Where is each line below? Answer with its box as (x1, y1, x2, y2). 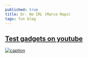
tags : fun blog (5, 16, 36, 21)
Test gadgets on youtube (5, 34, 83, 43)
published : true (5, 7, 38, 12)
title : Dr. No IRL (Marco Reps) (5, 12, 71, 17)
